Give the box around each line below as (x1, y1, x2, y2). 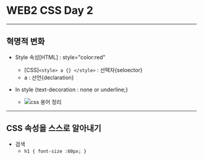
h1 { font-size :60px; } (24, 148, 87, 154)
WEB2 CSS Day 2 (6, 4, 94, 17)
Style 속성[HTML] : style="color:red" (14, 54, 106, 61)
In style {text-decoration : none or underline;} (14, 85, 128, 93)
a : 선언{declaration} (24, 73, 74, 81)
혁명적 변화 (6, 37, 45, 47)
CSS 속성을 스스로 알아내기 (6, 123, 101, 134)
